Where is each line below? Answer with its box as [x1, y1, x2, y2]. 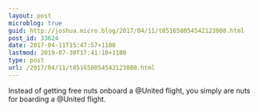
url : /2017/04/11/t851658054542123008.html [8, 64, 156, 72]
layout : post [8, 11, 52, 20]
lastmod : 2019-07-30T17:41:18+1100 [8, 49, 127, 57]
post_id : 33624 [8, 34, 59, 42]
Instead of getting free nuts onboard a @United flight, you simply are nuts [8, 86, 251, 95]
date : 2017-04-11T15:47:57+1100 [8, 42, 116, 50]
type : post [8, 57, 45, 65]
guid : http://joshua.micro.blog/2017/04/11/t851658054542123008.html [8, 26, 245, 34]
